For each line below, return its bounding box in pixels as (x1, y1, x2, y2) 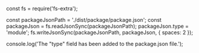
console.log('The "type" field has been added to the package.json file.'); (6, 41, 184, 47)
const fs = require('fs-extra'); (6, 5, 78, 12)
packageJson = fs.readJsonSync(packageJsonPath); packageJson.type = (6, 23, 189, 29)
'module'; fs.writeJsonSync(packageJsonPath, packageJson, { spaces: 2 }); (6, 29, 194, 36)
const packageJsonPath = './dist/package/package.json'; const (6, 16, 162, 23)
